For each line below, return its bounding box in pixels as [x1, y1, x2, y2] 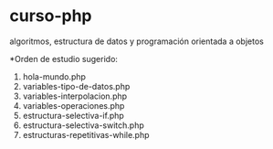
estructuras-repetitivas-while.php [22, 129, 150, 140]
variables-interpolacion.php [22, 90, 128, 101]
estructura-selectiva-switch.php [22, 120, 144, 131]
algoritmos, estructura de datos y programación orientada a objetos [9, 36, 265, 47]
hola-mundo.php [22, 70, 87, 82]
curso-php [9, 5, 92, 27]
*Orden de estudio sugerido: [9, 53, 119, 64]
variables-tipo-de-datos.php [22, 80, 131, 91]
